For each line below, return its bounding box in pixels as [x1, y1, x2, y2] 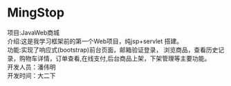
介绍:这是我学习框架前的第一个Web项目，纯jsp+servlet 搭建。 [7, 36, 183, 45]
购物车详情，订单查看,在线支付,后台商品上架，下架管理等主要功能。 [19, 54, 211, 63]
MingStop [7, 5, 64, 21]
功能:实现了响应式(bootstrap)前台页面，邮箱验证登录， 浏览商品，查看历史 [7, 45, 219, 54]
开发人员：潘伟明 [7, 63, 56, 71]
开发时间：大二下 [7, 71, 56, 80]
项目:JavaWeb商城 [7, 28, 60, 36]
